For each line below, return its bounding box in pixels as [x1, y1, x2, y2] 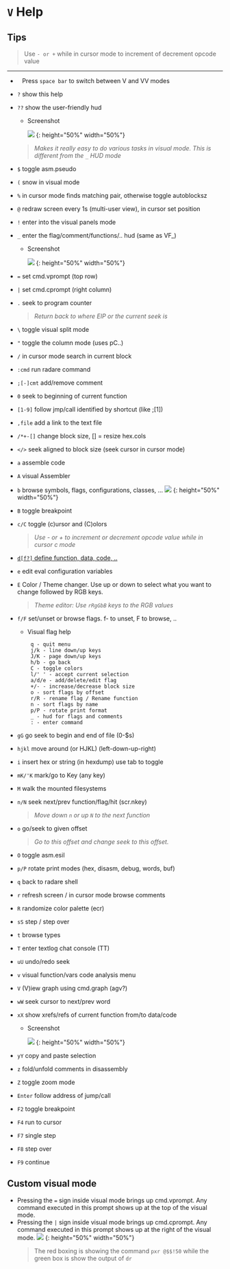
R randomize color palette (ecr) [16, 904, 105, 912]
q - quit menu [30, 641, 71, 648]
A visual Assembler [16, 472, 71, 480]
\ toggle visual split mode [16, 326, 90, 333]
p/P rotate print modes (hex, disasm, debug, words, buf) [16, 864, 176, 873]
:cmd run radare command [16, 366, 91, 373]
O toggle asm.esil [16, 851, 65, 859]
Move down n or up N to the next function [34, 811, 151, 819]
